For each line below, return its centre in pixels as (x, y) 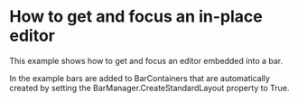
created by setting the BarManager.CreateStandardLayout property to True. (149, 88)
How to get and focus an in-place (136, 17)
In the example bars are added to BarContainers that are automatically (140, 78)
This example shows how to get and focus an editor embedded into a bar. (146, 60)
